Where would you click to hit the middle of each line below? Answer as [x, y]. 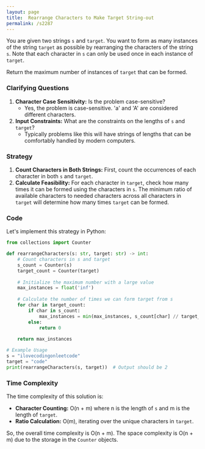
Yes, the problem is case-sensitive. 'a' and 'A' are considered [101, 108]
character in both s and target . [54, 176]
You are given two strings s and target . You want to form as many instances [102, 41]
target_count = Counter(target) [58, 271]
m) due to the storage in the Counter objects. [63, 439]
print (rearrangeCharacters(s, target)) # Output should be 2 [87, 367]
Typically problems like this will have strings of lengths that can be [108, 134]
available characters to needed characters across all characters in [98, 195]
